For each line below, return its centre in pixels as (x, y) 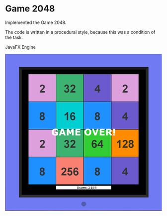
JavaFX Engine (21, 47)
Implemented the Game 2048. (36, 22)
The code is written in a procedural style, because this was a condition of (80, 32)
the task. (14, 37)
